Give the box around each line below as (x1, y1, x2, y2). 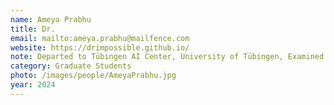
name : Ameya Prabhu (10, 14, 92, 25)
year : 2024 (10, 80, 56, 90)
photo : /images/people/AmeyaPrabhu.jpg (10, 71, 177, 81)
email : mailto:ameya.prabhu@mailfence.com (10, 33, 190, 43)
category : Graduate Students (10, 61, 132, 71)
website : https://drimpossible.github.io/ (10, 42, 190, 53)
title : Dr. (10, 24, 56, 34)
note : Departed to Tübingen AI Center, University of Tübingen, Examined (10, 52, 325, 62)
